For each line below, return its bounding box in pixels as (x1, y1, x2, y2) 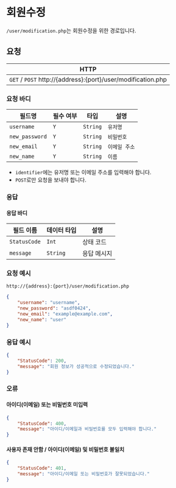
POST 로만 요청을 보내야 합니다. (15, 176, 86, 183)
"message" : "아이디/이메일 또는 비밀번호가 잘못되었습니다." (17, 471, 150, 477)
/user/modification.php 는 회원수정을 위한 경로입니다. (6, 27, 136, 34)
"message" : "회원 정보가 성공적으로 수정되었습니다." (17, 363, 135, 369)
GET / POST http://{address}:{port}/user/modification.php (9, 75, 167, 83)
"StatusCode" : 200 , (17, 358, 67, 364)
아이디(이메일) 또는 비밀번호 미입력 (6, 401, 88, 408)
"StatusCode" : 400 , (17, 420, 67, 426)
